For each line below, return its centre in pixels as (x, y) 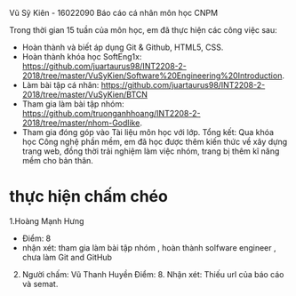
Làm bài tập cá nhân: (60, 85)
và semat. (40, 284)
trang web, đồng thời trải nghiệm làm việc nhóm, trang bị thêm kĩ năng (151, 151)
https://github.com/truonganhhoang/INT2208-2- (111, 113)
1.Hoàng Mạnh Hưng (47, 220)
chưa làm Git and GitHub (67, 257)
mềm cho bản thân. (57, 160)
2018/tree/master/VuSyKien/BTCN (85, 94)
